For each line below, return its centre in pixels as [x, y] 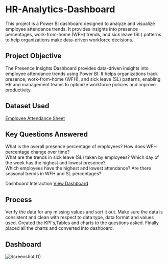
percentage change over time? [38, 152]
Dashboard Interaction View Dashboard [47, 184]
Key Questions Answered [47, 134]
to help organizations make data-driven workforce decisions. [69, 40]
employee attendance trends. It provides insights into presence [72, 29]
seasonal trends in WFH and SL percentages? [53, 174]
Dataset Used [27, 106]
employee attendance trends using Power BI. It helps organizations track [82, 74]
